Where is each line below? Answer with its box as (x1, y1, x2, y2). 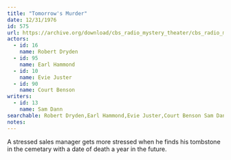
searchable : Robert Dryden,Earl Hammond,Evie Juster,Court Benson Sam (7, 112, 214, 119)
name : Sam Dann (19, 106, 63, 113)
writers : (7, 93, 32, 100)
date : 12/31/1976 (7, 16, 57, 23)
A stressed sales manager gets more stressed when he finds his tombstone (7, 137, 221, 146)
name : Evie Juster (19, 73, 72, 81)
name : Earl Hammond (19, 61, 76, 68)
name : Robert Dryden (19, 49, 78, 56)
